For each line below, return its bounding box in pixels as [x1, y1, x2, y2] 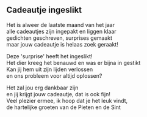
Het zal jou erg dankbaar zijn [6, 84, 79, 91]
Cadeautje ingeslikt [6, 5, 82, 15]
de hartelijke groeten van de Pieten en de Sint [6, 104, 121, 111]
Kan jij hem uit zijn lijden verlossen [6, 66, 93, 73]
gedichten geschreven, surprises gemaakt [6, 34, 113, 42]
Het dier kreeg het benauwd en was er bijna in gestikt [6, 59, 141, 66]
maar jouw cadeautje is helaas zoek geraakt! [6, 40, 119, 48]
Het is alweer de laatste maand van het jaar [6, 21, 115, 28]
